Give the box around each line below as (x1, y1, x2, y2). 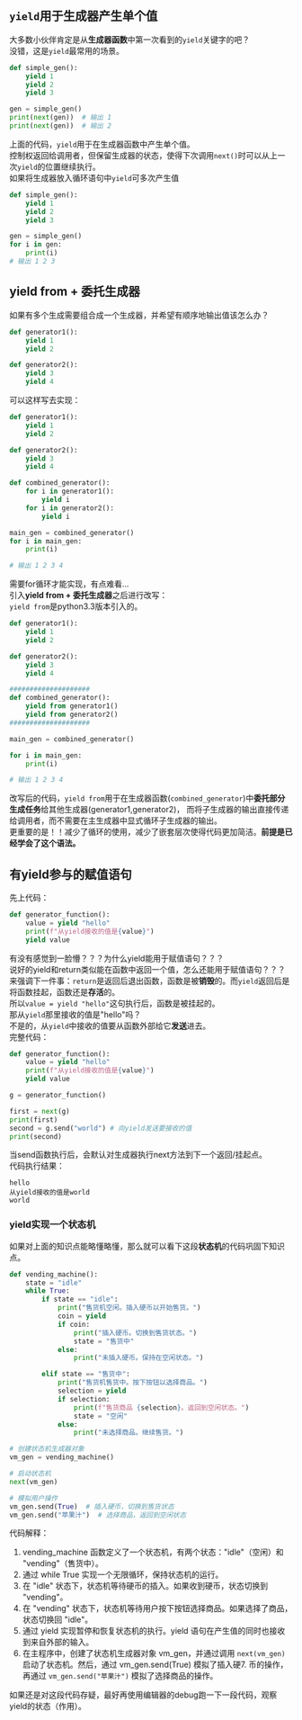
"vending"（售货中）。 (22, 1558, 103, 1569)
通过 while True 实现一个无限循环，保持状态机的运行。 (22, 1569, 224, 1581)
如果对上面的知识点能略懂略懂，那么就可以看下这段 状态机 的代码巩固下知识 (9, 1241, 285, 1251)
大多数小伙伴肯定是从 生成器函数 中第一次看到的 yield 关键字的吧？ (9, 34, 250, 45)
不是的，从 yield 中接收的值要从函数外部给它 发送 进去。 (9, 1020, 211, 1031)
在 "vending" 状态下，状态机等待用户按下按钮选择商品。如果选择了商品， (22, 1603, 293, 1614)
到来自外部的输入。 (22, 1636, 94, 1648)
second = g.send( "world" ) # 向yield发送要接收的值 (9, 1124, 192, 1133)
